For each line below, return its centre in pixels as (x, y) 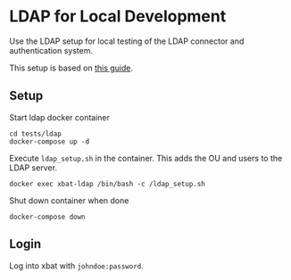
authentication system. (51, 50)
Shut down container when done (69, 200)
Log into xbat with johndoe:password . (77, 266)
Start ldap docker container (59, 117)
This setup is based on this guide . (71, 68)
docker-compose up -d (50, 141)
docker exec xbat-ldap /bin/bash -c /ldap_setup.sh (107, 184)
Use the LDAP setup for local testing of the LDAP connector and (127, 41)
